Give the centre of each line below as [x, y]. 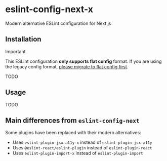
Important [15, 51]
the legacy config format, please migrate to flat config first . [67, 66]
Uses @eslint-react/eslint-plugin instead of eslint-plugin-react [82, 148]
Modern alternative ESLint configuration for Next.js [58, 23]
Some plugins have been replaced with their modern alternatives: [73, 133]
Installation [23, 39]
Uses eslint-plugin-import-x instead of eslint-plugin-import [78, 153]
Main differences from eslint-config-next [73, 120]
